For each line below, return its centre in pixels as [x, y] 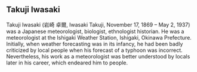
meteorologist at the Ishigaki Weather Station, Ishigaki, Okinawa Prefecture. [99, 37]
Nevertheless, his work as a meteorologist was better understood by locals [98, 56]
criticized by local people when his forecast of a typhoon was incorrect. [95, 50]
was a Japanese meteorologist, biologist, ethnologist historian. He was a [95, 31]
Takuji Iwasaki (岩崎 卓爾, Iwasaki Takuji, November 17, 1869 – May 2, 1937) [98, 24]
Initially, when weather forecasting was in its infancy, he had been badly [95, 44]
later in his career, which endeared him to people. [67, 63]
